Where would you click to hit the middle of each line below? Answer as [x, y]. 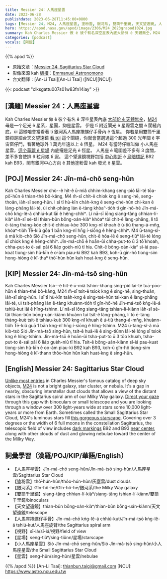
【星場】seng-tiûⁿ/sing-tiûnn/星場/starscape [58, 537]
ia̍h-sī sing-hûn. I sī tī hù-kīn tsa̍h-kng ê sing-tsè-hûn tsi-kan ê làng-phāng [81, 297]
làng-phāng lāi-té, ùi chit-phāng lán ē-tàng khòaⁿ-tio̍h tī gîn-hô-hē [73, 208]
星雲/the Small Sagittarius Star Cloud [59, 550]
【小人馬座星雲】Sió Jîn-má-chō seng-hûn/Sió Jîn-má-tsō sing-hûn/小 [85, 544]
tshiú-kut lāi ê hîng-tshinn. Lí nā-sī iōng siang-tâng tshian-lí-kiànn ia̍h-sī [79, 309]
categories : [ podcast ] [29, 38]
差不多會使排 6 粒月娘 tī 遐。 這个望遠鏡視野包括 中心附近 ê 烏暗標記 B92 [80, 156]
